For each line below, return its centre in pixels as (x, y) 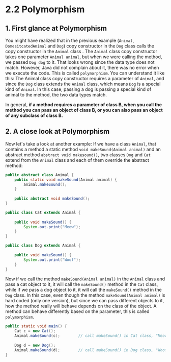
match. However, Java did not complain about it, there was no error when (82, 68)
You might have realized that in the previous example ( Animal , (70, 40)
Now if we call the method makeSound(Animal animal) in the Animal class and (85, 279)
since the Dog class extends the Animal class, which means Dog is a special (83, 84)
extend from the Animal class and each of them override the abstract (77, 160)
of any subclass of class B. (34, 115)
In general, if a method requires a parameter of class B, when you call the (83, 105)
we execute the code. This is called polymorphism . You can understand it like (85, 73)
